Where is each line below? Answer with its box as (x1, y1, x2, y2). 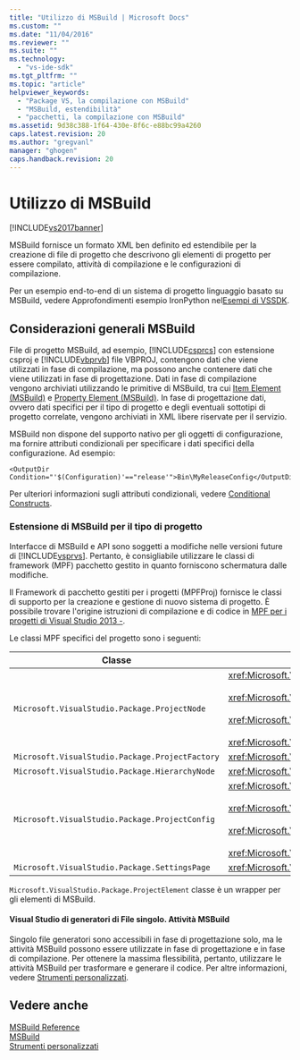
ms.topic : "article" (9, 80, 87, 89)
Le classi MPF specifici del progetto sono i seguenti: (9, 632, 202, 643)
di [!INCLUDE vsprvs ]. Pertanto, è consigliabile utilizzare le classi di (9, 550, 254, 561)
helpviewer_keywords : (9, 88, 90, 97)
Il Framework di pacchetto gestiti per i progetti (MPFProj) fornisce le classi (9, 587, 283, 598)
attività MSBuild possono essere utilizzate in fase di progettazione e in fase (9, 943, 286, 954)
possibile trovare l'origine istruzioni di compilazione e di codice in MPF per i (9, 606, 287, 616)
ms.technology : (9, 55, 66, 64)
